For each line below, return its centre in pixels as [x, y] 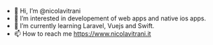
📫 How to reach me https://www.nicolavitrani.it [82, 34]
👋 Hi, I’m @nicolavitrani [47, 11]
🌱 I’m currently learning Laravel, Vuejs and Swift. [84, 26]
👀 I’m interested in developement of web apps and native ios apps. [110, 18]
